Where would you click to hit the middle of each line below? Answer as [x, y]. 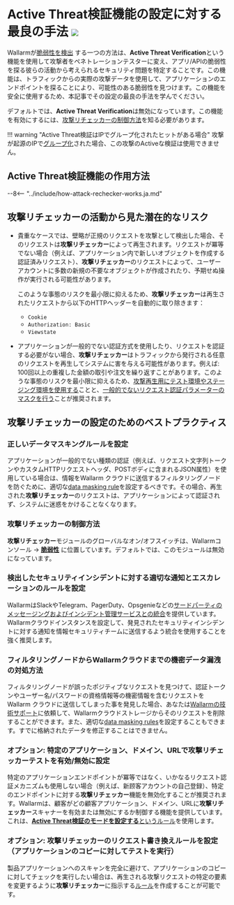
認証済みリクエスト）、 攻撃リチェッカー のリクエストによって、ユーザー [119, 261]
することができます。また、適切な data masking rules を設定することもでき [113, 722]
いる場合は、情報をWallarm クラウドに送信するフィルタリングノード [123, 478]
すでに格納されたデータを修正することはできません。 [95, 730]
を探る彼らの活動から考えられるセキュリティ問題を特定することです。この [114, 70]
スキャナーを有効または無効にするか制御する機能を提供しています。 [129, 812]
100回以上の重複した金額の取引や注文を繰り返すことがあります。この [117, 372]
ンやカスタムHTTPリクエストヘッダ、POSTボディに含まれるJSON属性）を [114, 470]
